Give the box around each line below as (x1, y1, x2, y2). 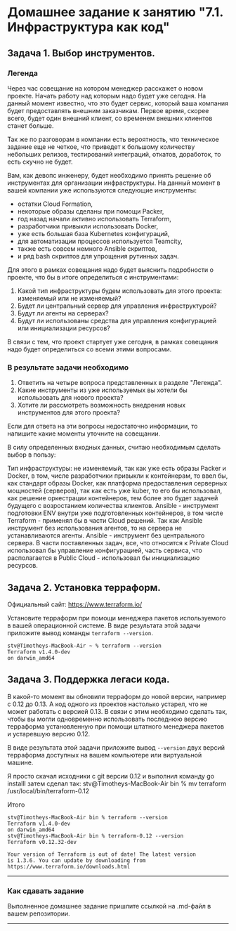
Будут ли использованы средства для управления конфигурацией (17, 316, 217, 325)
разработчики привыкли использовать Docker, (17, 222, 159, 230)
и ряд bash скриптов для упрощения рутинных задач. (17, 252, 179, 260)
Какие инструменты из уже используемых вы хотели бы (17, 386, 188, 394)
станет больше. (7, 121, 54, 130)
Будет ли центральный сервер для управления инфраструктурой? (17, 301, 217, 310)
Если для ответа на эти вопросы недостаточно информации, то (7, 422, 198, 431)
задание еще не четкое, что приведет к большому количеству (7, 142, 195, 151)
